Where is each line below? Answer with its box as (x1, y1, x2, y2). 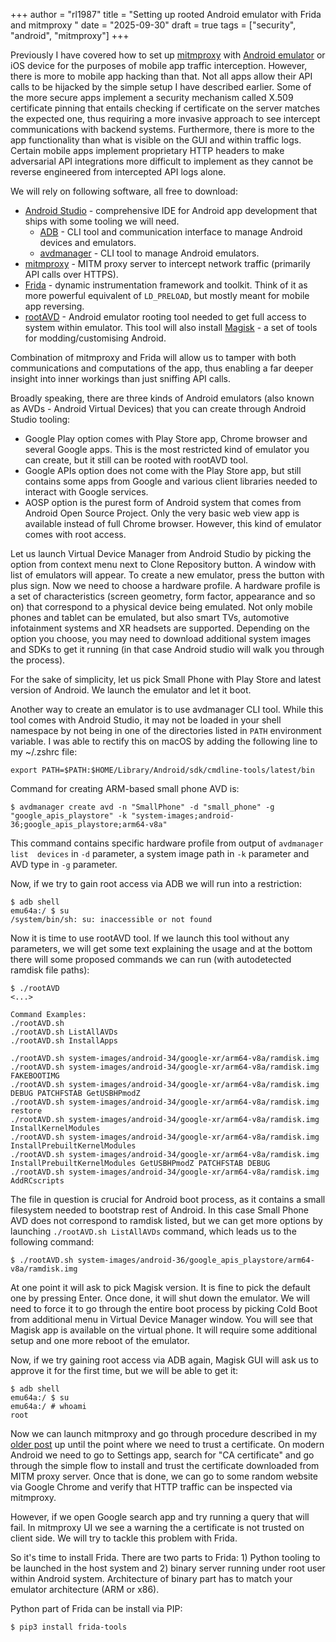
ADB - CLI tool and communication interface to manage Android (39, 226, 303, 238)
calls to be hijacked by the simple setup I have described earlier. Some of (10, 81, 312, 93)
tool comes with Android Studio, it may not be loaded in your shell (10, 714, 282, 726)
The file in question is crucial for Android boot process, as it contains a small (10, 1194, 326, 1205)
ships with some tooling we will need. (24, 215, 180, 227)
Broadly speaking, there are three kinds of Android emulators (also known (10, 392, 315, 404)
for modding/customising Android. (24, 332, 167, 344)
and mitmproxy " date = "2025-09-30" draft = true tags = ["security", (10, 19, 297, 31)
